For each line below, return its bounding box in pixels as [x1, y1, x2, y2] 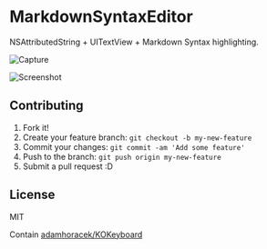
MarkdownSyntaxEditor [9, 6, 193, 27]
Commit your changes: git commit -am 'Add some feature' [22, 141, 246, 152]
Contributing [9, 98, 84, 114]
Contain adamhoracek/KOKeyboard [9, 229, 143, 240]
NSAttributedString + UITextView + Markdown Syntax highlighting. [9, 36, 260, 47]
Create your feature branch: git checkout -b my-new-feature [22, 132, 252, 143]
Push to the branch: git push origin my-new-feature [22, 151, 221, 162]
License [9, 187, 56, 203]
